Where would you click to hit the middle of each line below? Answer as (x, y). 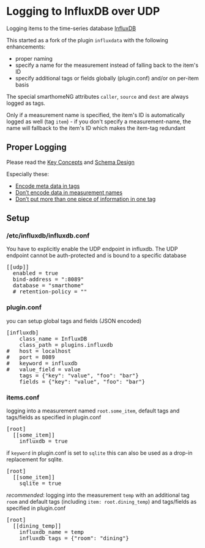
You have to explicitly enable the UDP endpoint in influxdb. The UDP (92, 249)
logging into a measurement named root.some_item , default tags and (93, 411)
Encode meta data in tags (47, 186)
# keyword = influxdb (42, 363)
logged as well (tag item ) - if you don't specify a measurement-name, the (99, 122)
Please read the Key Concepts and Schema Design (70, 162)
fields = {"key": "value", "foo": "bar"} (82, 381)
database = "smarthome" (48, 286)
